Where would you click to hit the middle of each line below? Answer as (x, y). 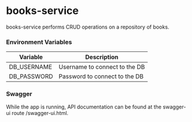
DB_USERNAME (31, 67)
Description (102, 57)
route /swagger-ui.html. (40, 113)
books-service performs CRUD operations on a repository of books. (88, 27)
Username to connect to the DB (102, 67)
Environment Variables (39, 42)
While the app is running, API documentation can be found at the (84, 107)
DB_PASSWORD (31, 76)
